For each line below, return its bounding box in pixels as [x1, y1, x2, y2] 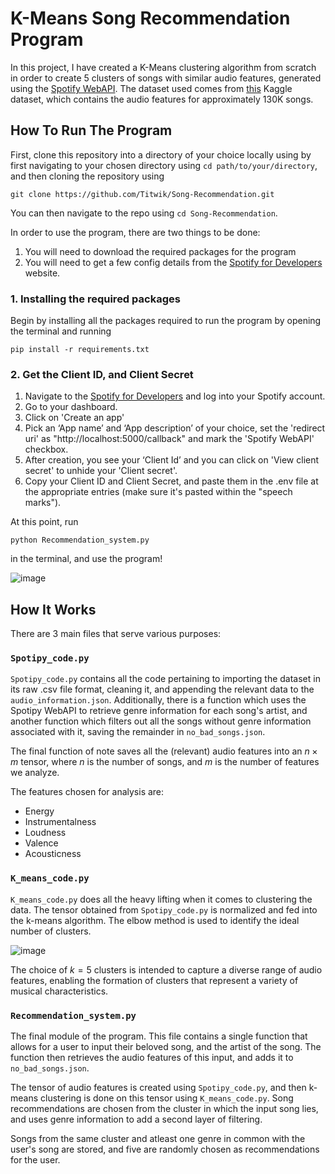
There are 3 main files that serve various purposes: [10, 628, 222, 640]
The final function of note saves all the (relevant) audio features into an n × [10, 745, 318, 757]
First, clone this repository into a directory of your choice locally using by [10, 148, 312, 161]
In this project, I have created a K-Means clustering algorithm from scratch [10, 61, 317, 73]
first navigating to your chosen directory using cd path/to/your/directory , [10, 159, 318, 171]
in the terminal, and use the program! [10, 553, 163, 565]
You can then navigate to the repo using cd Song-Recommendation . [10, 207, 278, 219]
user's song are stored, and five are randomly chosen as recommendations [10, 1143, 320, 1156]
